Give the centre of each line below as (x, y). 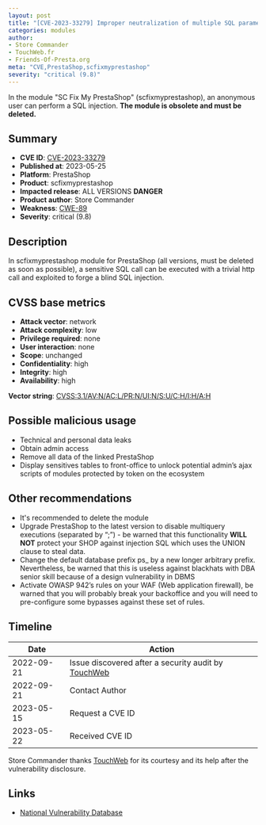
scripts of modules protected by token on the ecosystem (112, 473)
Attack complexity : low (58, 330)
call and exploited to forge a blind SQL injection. (86, 277)
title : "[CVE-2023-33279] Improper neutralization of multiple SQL (122, 23)
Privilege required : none (60, 338)
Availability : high (47, 380)
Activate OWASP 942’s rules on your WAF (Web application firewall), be (137, 585)
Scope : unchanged (51, 355)
